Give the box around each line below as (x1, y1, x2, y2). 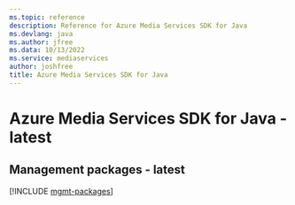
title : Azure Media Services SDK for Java (9, 71, 168, 80)
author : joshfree (9, 63, 74, 72)
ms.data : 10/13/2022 (9, 46, 86, 55)
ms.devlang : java (9, 29, 74, 38)
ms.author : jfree (9, 37, 74, 47)
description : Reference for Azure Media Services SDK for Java (9, 21, 248, 30)
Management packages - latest (9, 163, 186, 178)
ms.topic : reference (9, 12, 86, 22)
